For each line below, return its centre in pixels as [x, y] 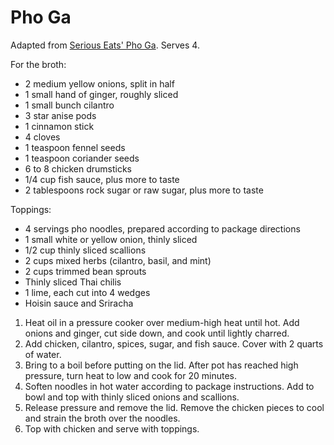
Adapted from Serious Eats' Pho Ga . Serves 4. [105, 45]
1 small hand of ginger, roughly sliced [101, 94]
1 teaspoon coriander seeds [82, 158]
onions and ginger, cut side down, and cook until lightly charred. [157, 333]
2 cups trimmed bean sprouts [85, 271]
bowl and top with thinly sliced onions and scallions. [132, 397]
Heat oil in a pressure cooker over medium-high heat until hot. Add [162, 322]
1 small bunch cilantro [69, 105]
